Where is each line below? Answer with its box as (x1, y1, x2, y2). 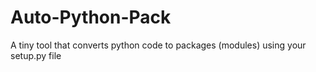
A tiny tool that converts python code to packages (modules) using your (10, 39, 307, 51)
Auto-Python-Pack (10, 6, 172, 29)
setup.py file (10, 49, 62, 61)
